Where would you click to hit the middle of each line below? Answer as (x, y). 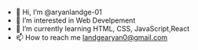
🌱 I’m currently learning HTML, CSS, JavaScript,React (103, 29)
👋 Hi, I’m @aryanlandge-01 (59, 12)
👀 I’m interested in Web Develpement (75, 20)
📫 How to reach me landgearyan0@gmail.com (92, 37)
